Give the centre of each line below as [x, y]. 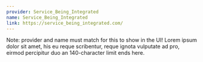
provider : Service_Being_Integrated [52, 12]
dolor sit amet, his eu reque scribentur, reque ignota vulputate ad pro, [93, 46]
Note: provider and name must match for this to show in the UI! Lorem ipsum [102, 40]
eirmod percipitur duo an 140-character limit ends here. [75, 53]
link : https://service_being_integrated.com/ [65, 23]
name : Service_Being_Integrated [47, 17]
